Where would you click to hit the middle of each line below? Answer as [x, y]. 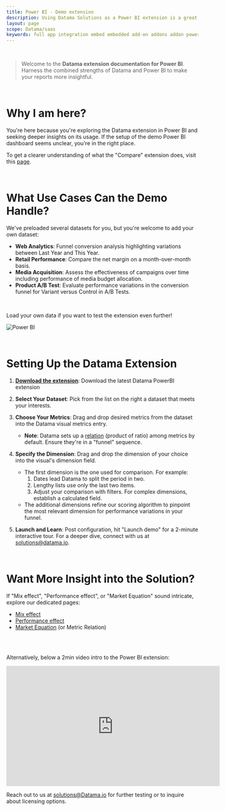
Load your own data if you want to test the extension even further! [89, 315]
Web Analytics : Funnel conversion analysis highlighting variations [98, 246]
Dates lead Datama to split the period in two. [89, 478]
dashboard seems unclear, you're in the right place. [71, 144]
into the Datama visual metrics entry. [61, 424]
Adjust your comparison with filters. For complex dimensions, [110, 492]
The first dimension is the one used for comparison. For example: [106, 472]
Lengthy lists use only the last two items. [84, 485]
